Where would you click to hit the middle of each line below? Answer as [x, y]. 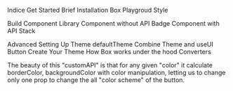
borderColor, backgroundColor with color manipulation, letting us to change [116, 73]
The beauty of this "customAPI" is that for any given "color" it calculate [110, 65]
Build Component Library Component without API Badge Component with [113, 23]
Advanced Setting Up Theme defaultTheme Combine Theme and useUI [111, 44]
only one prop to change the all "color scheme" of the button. [96, 80]
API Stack [21, 31]
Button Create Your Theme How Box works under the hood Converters [109, 52]
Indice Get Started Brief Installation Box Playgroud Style [88, 10]
